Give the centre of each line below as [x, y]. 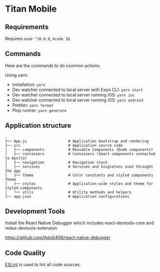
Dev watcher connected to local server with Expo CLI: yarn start [78, 90]
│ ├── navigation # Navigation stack [56, 162]
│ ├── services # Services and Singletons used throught [79, 166]
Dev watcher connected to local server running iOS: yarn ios [73, 95]
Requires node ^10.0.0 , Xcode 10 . [38, 38]
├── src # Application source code [64, 145]
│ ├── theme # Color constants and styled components [79, 175]
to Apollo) [16, 158]
